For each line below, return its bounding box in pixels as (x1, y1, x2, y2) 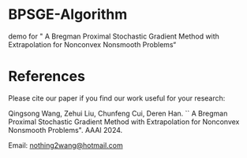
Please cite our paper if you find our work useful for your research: (8, 93, 226, 103)
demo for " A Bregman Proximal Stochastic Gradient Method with (8, 31, 219, 41)
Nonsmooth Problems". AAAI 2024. (8, 125, 123, 134)
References (8, 68, 85, 86)
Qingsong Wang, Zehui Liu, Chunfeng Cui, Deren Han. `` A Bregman (8, 108, 228, 118)
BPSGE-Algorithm (8, 6, 128, 24)
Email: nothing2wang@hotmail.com (8, 140, 124, 150)
